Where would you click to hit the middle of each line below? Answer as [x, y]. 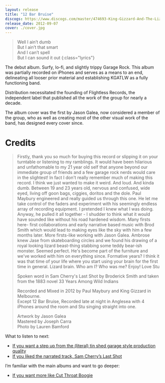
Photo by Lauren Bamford [43, 327]
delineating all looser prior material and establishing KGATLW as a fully [77, 78]
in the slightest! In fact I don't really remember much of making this [85, 177]
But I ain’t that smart [37, 47]
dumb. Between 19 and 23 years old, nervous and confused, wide [84, 188]
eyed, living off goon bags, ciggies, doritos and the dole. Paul [79, 193]
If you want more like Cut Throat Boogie [53, 376]
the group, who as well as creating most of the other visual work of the [77, 118]
